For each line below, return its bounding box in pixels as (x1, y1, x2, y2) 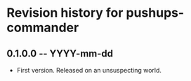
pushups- (126, 5, 185, 21)
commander (6, 20, 79, 36)
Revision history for (6, 5, 124, 21)
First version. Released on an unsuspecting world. (16, 66, 162, 74)
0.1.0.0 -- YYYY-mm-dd (6, 47, 114, 59)
